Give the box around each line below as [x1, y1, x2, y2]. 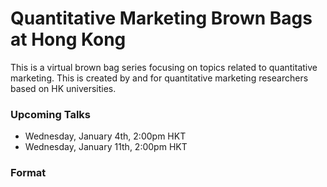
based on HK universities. [10, 82, 117, 94]
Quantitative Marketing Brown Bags [10, 7, 313, 30]
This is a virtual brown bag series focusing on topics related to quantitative [10, 61, 318, 73]
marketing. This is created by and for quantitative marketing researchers [10, 72, 309, 84]
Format [10, 166, 47, 180]
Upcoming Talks [10, 107, 92, 121]
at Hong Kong [10, 28, 127, 51]
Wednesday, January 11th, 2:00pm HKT [24, 141, 188, 153]
